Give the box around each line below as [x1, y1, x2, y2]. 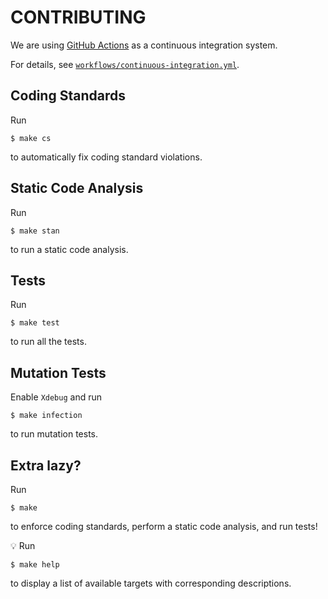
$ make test [10, 318, 60, 328]
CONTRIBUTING [10, 6, 147, 29]
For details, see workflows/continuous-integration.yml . [10, 58, 240, 70]
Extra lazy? [10, 457, 82, 474]
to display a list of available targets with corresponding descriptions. [10, 577, 292, 589]
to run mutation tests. [10, 428, 99, 440]
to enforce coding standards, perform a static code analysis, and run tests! [10, 521, 318, 532]
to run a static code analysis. [10, 243, 129, 255]
